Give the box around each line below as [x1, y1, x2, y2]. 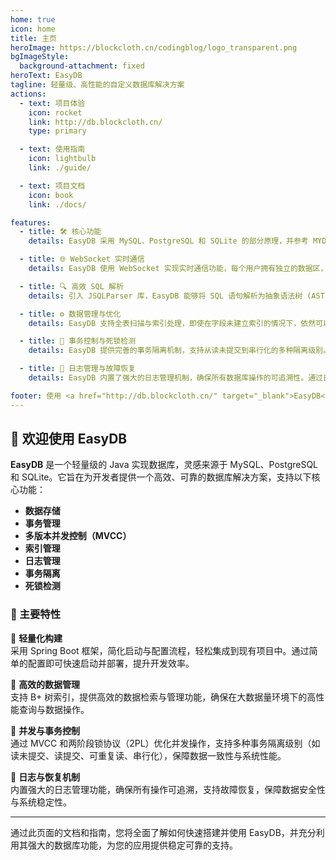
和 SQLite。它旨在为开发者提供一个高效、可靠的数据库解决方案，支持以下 [10, 471, 312, 483]
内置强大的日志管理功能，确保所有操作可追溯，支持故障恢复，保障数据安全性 [10, 783, 326, 795]
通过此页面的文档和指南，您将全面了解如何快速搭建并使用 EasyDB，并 [10, 826, 299, 838]
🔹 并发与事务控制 [10, 724, 81, 736]
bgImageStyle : [10, 52, 70, 62]
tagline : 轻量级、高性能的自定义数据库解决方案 [10, 80, 185, 90]
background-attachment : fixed [19, 61, 145, 71]
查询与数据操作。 [18, 703, 90, 715]
